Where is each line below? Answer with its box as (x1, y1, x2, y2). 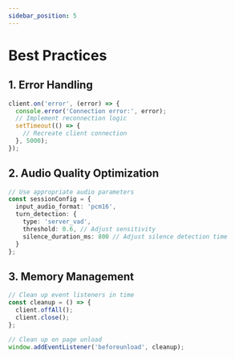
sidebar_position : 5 (8, 11, 78, 20)
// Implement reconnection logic (15, 114, 128, 123)
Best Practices (8, 46, 107, 64)
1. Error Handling (8, 78, 94, 92)
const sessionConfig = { (8, 195, 91, 203)
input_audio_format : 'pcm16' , (15, 202, 116, 211)
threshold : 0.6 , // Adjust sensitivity (22, 225, 156, 233)
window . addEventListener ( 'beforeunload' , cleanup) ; (8, 343, 184, 351)
